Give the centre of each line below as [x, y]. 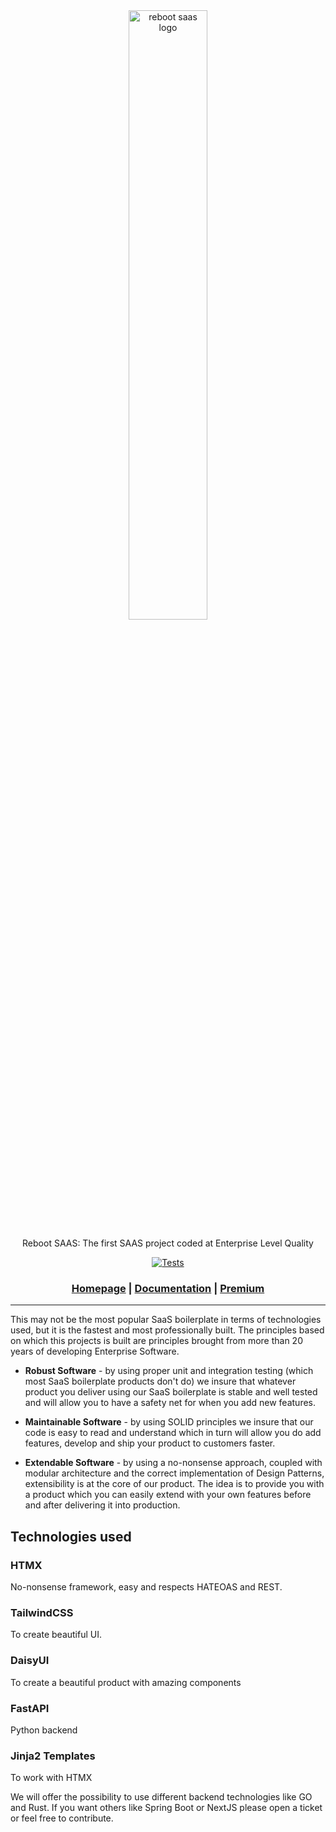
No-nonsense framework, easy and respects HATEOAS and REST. [146, 1586]
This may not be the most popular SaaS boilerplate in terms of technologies [166, 1320]
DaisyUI [30, 1661]
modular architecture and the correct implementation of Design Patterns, [174, 1473]
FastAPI [30, 1708]
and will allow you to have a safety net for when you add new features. [170, 1403]
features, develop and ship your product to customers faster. [150, 1443]
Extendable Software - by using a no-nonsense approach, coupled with [173, 1463]
